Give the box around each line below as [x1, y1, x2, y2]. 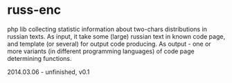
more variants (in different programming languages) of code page [7, 47, 195, 55]
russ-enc [7, 2, 61, 18]
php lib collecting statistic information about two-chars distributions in [7, 25, 208, 33]
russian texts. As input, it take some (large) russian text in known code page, [7, 32, 226, 40]
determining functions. [7, 54, 72, 62]
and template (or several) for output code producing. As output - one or [7, 39, 211, 48]
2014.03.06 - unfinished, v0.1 [7, 68, 90, 76]
